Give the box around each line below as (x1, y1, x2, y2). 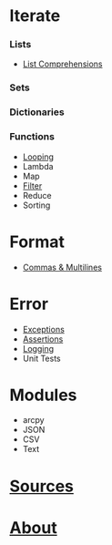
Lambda (22, 160, 54, 171)
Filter (22, 180, 43, 191)
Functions (9, 130, 55, 143)
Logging (22, 343, 55, 354)
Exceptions (22, 324, 66, 334)
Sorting (22, 200, 51, 211)
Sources (9, 476, 75, 497)
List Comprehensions (22, 58, 103, 69)
